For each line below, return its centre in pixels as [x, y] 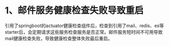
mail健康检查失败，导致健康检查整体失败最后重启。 [59, 38]
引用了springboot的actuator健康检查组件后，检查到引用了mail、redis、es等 [85, 26]
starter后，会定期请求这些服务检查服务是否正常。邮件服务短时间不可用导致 [84, 32]
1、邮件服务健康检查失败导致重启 [74, 10]
